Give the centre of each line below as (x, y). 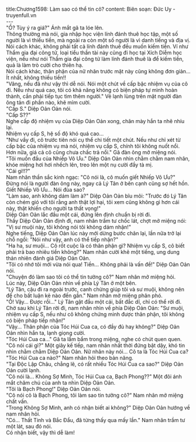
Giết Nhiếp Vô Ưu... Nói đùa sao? (46, 190)
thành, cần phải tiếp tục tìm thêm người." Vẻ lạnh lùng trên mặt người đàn (94, 96)
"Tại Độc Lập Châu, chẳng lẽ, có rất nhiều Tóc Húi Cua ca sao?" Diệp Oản (95, 364)
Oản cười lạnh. (23, 370)
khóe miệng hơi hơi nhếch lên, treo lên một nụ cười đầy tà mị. (80, 165)
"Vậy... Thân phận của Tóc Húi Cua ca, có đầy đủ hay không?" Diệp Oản (93, 327)
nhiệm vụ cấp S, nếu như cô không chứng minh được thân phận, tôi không (95, 314)
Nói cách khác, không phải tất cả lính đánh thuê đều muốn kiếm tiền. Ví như (97, 46)
